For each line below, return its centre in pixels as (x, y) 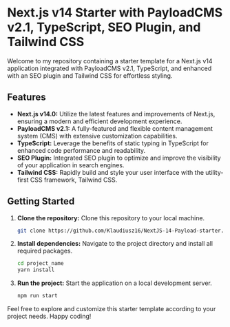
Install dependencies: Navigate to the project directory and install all (115, 244)
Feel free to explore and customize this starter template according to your (112, 309)
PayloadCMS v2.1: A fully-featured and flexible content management (115, 128)
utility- (215, 172)
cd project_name (40, 264)
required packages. (45, 251)
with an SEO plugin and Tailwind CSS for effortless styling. (90, 75)
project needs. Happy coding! (49, 316)
